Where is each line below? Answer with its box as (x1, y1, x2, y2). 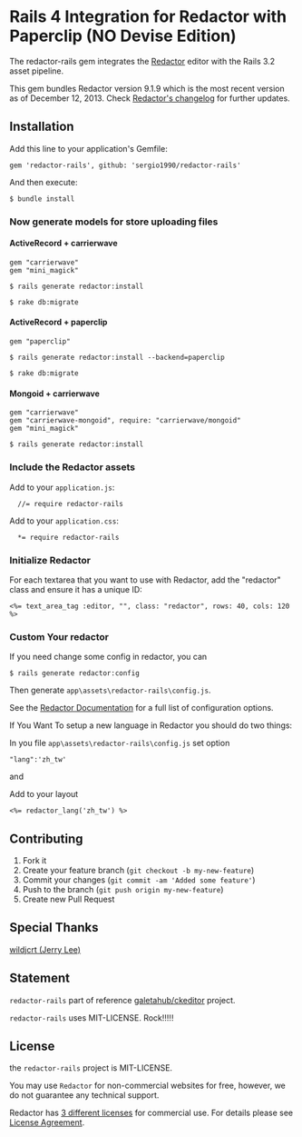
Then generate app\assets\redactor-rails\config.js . (9, 684, 211, 696)
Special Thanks (9, 920, 99, 935)
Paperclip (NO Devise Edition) (9, 25, 238, 46)
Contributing (9, 831, 83, 846)
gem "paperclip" (9, 337, 71, 346)
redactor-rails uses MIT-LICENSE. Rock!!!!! (9, 1012, 174, 1023)
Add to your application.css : (9, 515, 120, 526)
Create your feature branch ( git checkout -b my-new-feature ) (22, 864, 255, 875)
